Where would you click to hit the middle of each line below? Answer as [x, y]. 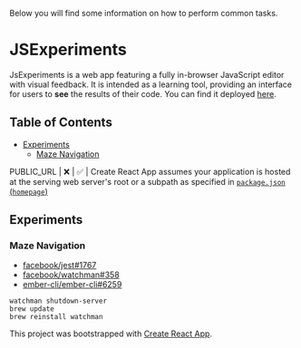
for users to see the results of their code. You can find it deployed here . [143, 93]
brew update [32, 309]
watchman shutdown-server [58, 301]
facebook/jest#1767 [59, 266]
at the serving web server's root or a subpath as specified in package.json [147, 181]
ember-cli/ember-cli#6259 [72, 285]
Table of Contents [61, 123]
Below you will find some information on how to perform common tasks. [144, 13]
